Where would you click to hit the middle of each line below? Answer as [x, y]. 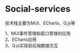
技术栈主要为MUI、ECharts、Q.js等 [40, 23]
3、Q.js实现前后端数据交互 [32, 45]
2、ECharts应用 [21, 39]
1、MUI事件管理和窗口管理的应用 [38, 33]
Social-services [38, 9]
